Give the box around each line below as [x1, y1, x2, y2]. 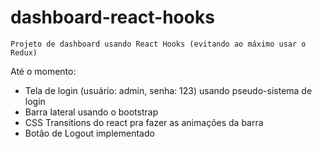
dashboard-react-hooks [10, 6, 215, 29]
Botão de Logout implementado [24, 127, 155, 139]
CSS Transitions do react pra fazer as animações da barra [24, 116, 264, 128]
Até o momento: [10, 65, 77, 77]
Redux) [10, 47, 38, 58]
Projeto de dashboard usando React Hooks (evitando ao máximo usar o [10, 39, 307, 49]
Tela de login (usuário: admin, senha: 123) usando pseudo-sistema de [24, 84, 313, 96]
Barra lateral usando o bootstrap [24, 106, 159, 118]
